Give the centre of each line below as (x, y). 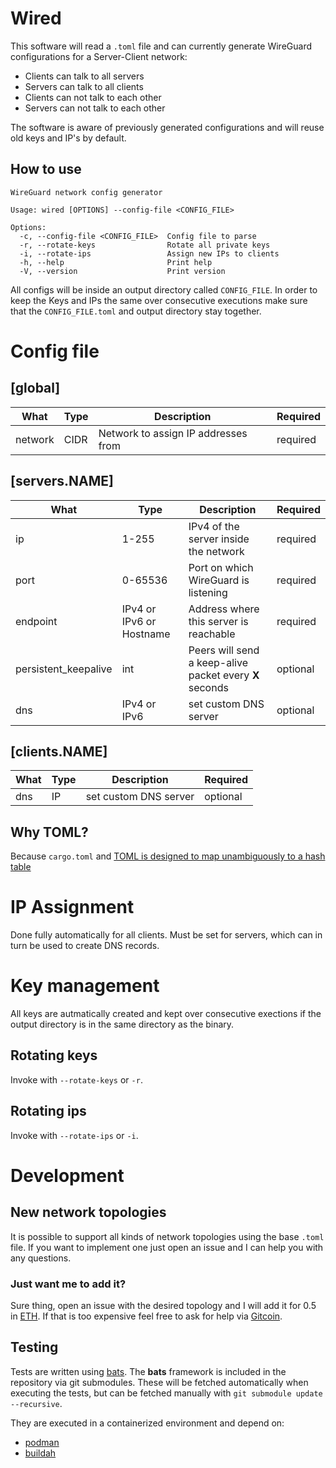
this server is (218, 621)
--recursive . (36, 1403)
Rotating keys (54, 1055)
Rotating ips (48, 1111)
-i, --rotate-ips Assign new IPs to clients (149, 253)
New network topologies (88, 1212)
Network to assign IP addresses (173, 433)
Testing (34, 1347)
